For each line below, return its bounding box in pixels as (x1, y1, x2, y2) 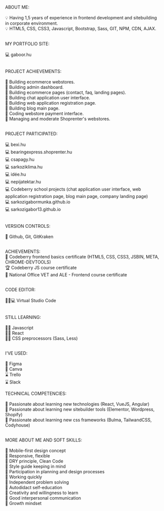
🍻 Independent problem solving (5, 479, 69, 485)
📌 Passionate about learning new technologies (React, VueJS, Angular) (5, 401, 150, 407)
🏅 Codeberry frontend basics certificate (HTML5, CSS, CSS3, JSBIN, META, (5, 254, 160, 259)
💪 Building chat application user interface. (5, 95, 90, 101)
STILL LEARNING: (5, 315, 41, 320)
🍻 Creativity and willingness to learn (5, 490, 79, 496)
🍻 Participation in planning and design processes (5, 469, 105, 474)
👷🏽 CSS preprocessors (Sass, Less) (5, 335, 78, 341)
